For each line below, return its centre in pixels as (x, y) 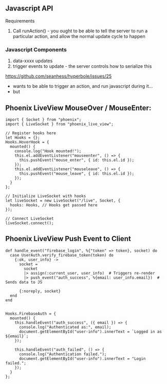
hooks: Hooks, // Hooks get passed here (54, 205)
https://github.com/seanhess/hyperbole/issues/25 (59, 76)
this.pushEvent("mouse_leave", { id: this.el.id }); (77, 173)
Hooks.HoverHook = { (27, 142)
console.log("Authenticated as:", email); (65, 327)
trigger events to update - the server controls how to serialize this (82, 66)
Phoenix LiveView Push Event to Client (68, 239)
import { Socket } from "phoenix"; (43, 120)
